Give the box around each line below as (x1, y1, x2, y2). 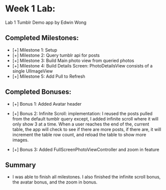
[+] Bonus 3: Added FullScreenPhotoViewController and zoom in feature (12, 146, 160, 152)
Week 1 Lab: (5, 3, 55, 14)
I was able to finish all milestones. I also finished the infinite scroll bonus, (12, 174, 161, 180)
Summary (5, 161, 36, 169)
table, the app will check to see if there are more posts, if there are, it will (12, 126, 162, 132)
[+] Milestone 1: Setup (12, 47, 57, 53)
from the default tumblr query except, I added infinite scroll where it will (12, 116, 159, 122)
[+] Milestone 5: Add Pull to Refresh (12, 73, 86, 79)
